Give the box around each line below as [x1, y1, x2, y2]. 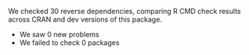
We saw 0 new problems [19, 30, 99, 39]
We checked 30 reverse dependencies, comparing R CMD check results [8, 7, 241, 15]
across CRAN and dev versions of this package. [8, 15, 163, 24]
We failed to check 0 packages [19, 38, 120, 47]
